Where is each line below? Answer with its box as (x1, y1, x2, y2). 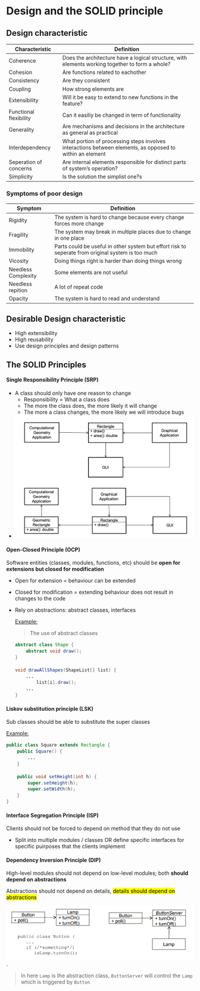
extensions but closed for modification (6, 565, 104, 573)
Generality (8, 126, 35, 133)
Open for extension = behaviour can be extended (14, 577, 136, 584)
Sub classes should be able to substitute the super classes (6, 719, 151, 726)
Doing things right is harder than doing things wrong (54, 258, 182, 265)
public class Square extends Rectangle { (6, 742, 111, 748)
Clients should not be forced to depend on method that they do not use (6, 825, 180, 832)
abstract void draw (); (26, 648, 82, 654)
